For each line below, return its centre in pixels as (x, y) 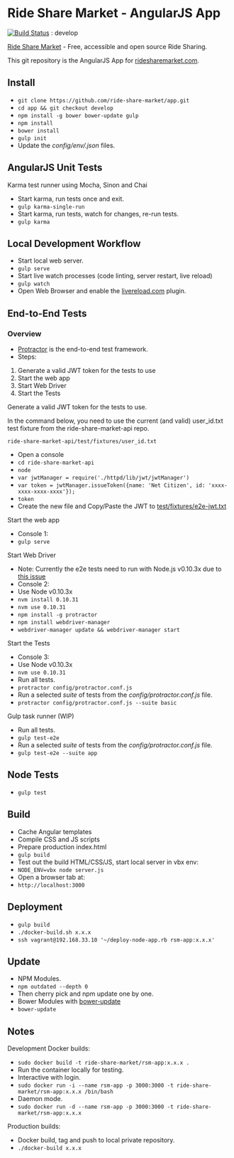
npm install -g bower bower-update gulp (78, 115)
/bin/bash (99, 1092)
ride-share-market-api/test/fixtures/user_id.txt (82, 442)
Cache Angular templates (55, 831)
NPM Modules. (39, 979)
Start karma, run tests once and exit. (71, 199)
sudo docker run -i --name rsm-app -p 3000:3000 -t (95, 1086)
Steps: (27, 357)
